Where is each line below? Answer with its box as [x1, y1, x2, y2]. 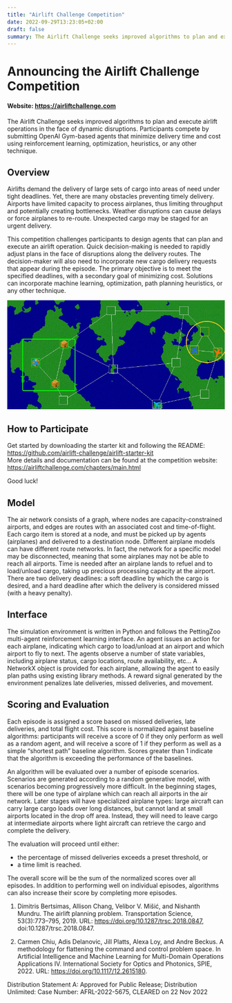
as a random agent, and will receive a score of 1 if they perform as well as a [7, 739, 222, 748]
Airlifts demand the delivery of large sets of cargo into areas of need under [7, 185, 220, 193]
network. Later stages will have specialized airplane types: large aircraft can [7, 797, 224, 805]
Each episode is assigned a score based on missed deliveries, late [7, 717, 195, 725]
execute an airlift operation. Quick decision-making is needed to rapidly [7, 242, 211, 251]
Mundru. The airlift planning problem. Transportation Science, [17, 909, 193, 917]
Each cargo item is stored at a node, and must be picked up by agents [7, 530, 206, 539]
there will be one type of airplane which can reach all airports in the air [7, 789, 209, 797]
